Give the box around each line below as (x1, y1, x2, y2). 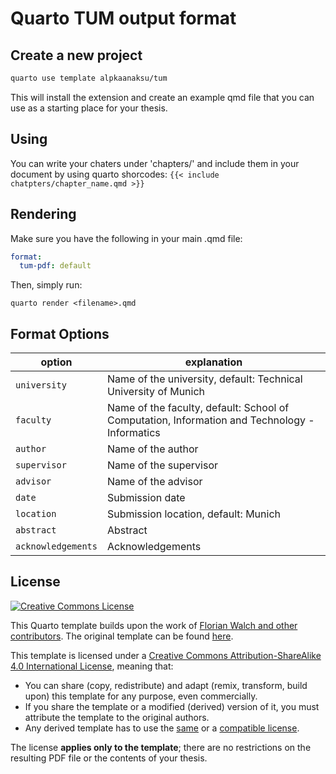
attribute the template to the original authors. (24, 711, 210, 723)
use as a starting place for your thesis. (10, 102, 168, 114)
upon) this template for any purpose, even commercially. (24, 690, 258, 702)
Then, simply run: (10, 279, 83, 291)
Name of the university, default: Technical (106, 372, 303, 386)
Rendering (10, 206, 77, 223)
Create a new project (10, 47, 143, 64)
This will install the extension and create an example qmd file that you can (10, 91, 315, 103)
